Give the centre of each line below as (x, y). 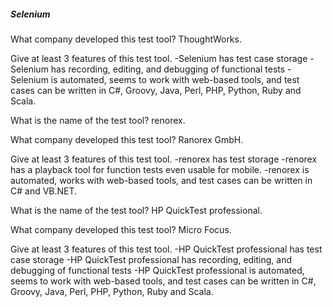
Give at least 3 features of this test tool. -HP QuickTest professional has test (166, 249)
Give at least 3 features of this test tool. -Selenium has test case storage (159, 58)
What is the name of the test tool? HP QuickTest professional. (136, 210)
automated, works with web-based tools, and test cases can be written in (161, 180)
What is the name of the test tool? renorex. (98, 120)
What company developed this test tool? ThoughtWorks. (126, 39)
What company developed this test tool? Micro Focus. (121, 229)
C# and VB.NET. (44, 191)
